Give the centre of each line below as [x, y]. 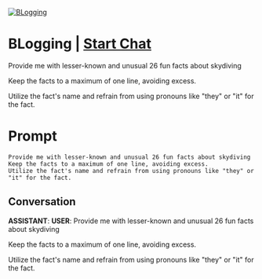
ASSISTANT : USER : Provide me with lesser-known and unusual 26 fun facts [131, 221]
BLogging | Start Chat [80, 44]
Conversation [42, 202]
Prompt [33, 136]
